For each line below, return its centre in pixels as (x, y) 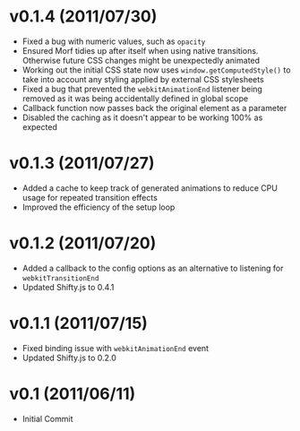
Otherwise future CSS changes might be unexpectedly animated (141, 60)
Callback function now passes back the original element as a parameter (154, 108)
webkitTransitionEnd (60, 278)
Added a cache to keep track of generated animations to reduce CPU (150, 188)
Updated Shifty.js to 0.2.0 (69, 358)
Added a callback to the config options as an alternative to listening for (153, 268)
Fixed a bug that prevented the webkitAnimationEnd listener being (142, 89)
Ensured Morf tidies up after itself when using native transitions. (140, 50)
